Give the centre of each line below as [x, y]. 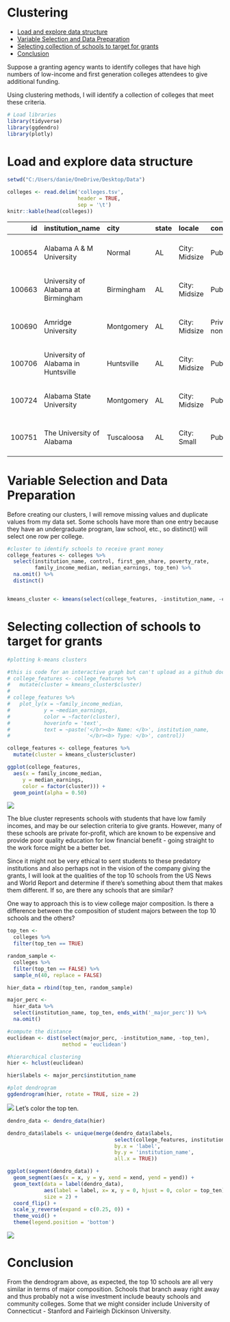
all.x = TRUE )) [136, 1159]
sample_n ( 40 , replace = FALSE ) [58, 975]
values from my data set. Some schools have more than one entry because [113, 522]
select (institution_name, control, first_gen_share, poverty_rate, [112, 561]
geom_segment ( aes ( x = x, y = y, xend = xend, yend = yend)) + [104, 1178]
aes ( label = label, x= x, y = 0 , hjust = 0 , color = [120, 1190]
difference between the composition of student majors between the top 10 [112, 911]
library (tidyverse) [35, 121]
